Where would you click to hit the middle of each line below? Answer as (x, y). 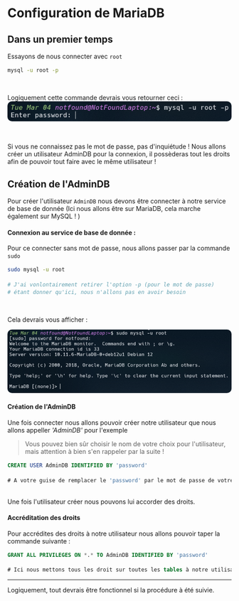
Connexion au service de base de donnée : (72, 232)
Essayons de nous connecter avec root (65, 56)
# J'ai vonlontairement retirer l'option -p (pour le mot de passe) (111, 285)
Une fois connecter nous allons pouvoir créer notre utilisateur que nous (112, 422)
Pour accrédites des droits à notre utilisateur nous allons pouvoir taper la (114, 534)
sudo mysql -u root (36, 270)
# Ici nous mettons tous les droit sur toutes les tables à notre (108, 570)
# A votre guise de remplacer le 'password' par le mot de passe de (111, 480)
